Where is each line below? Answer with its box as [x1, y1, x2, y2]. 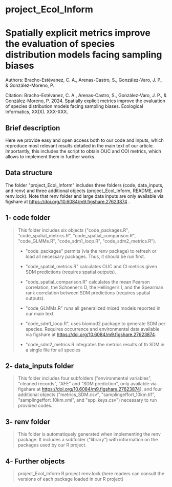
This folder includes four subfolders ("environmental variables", [17, 375, 152, 381]
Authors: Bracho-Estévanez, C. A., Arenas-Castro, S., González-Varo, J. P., [5, 77, 163, 83]
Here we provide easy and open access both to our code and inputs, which [5, 137, 164, 143]
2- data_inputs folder [5, 361, 74, 370]
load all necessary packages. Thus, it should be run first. [25, 253, 145, 259]
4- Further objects [5, 457, 65, 465]
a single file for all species [25, 347, 81, 353]
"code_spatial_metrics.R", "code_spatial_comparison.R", [17, 232, 136, 238]
